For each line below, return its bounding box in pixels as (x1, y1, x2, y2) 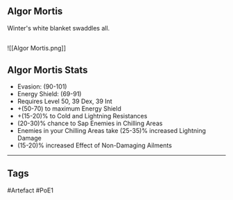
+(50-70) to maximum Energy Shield (17, 104, 121, 113)
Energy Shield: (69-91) (17, 90, 82, 98)
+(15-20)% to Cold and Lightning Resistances (17, 112, 148, 120)
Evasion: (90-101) (17, 82, 67, 91)
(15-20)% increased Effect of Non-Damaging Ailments (17, 141, 172, 149)
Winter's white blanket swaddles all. (7, 24, 110, 32)
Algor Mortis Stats (7, 64, 88, 75)
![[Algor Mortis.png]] (7, 44, 67, 53)
